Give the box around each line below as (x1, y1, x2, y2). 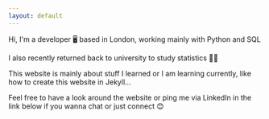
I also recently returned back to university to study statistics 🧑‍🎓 (8, 53, 219, 63)
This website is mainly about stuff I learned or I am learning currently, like (8, 68, 252, 78)
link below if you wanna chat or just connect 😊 (8, 101, 164, 111)
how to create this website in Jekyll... (8, 77, 131, 87)
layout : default (8, 11, 63, 20)
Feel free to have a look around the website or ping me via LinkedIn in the (8, 92, 252, 102)
